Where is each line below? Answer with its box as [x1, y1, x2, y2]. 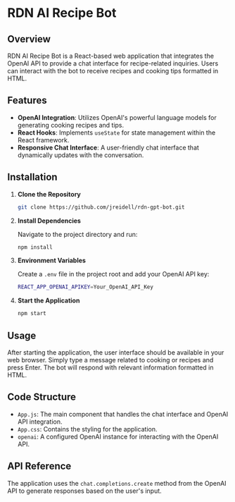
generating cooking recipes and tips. [17, 121, 125, 129]
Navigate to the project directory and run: [17, 230, 138, 238]
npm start [17, 310, 47, 317]
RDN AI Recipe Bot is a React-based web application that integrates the [7, 51, 215, 60]
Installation [7, 171, 58, 183]
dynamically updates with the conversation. [17, 150, 144, 159]
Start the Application [17, 296, 80, 305]
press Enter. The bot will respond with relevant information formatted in [7, 363, 214, 372]
